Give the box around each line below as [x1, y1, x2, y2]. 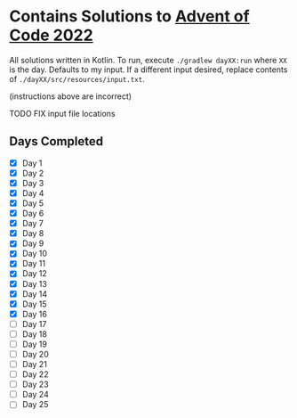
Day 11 [21, 258, 46, 269]
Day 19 [21, 339, 47, 349]
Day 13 [21, 278, 47, 289]
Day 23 [21, 379, 49, 389]
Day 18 [21, 328, 47, 340]
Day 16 [21, 308, 47, 319]
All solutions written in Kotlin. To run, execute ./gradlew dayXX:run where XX [9, 54, 287, 65]
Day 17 [21, 318, 47, 329]
